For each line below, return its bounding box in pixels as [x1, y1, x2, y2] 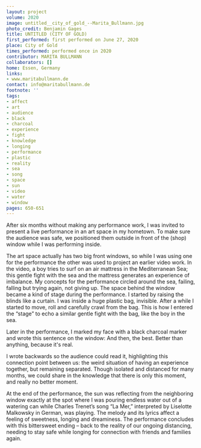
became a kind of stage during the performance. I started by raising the [6, 291, 184, 298]
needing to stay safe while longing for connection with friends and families [6, 429, 191, 436]
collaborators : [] [6, 59, 52, 65]
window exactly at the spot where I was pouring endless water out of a [6, 396, 182, 404]
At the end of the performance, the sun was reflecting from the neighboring [6, 390, 194, 397]
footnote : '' [6, 87, 39, 93]
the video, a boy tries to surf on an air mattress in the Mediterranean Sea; [6, 265, 188, 273]
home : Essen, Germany [6, 65, 61, 71]
